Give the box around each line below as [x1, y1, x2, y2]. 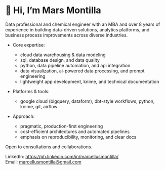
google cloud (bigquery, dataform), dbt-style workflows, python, [20, 98, 155, 104]
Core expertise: [12, 41, 45, 48]
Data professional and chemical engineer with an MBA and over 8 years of [5, 21, 160, 27]
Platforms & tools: [12, 88, 50, 94]
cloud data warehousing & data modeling [20, 52, 106, 58]
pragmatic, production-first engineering [20, 123, 103, 129]
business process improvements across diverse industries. [5, 32, 128, 38]
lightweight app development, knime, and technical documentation [20, 78, 159, 84]
